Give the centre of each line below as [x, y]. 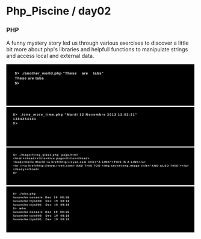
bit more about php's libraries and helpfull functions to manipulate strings [97, 49]
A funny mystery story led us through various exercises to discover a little [97, 43]
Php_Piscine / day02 [59, 11]
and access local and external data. [50, 56]
